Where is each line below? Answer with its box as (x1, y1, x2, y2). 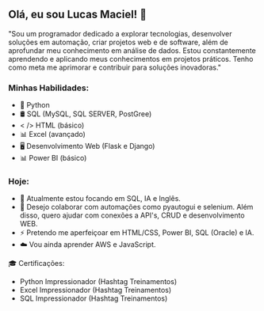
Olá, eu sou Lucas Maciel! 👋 (8, 8, 147, 21)
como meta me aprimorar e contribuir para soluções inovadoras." (8, 63, 222, 72)
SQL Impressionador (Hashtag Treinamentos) (19, 294, 168, 303)
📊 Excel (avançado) (19, 130, 86, 139)
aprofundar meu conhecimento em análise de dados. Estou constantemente (8, 45, 256, 55)
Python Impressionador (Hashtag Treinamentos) (19, 277, 178, 286)
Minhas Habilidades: (8, 82, 90, 93)
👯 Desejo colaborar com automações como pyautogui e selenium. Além (19, 203, 254, 212)
